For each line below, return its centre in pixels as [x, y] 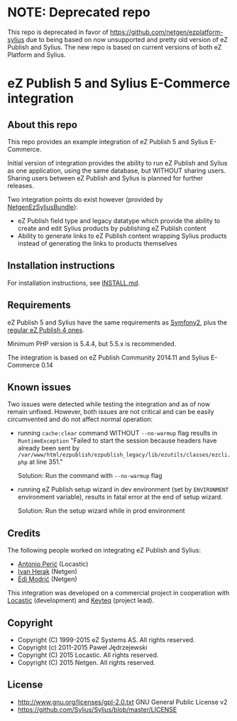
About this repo [43, 125]
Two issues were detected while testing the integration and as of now [109, 404]
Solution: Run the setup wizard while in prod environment [101, 511]
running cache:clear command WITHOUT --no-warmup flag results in [117, 433]
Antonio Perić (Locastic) [53, 564]
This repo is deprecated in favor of [58, 32]
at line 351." [46, 462]
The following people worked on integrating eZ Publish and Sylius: [104, 551]
